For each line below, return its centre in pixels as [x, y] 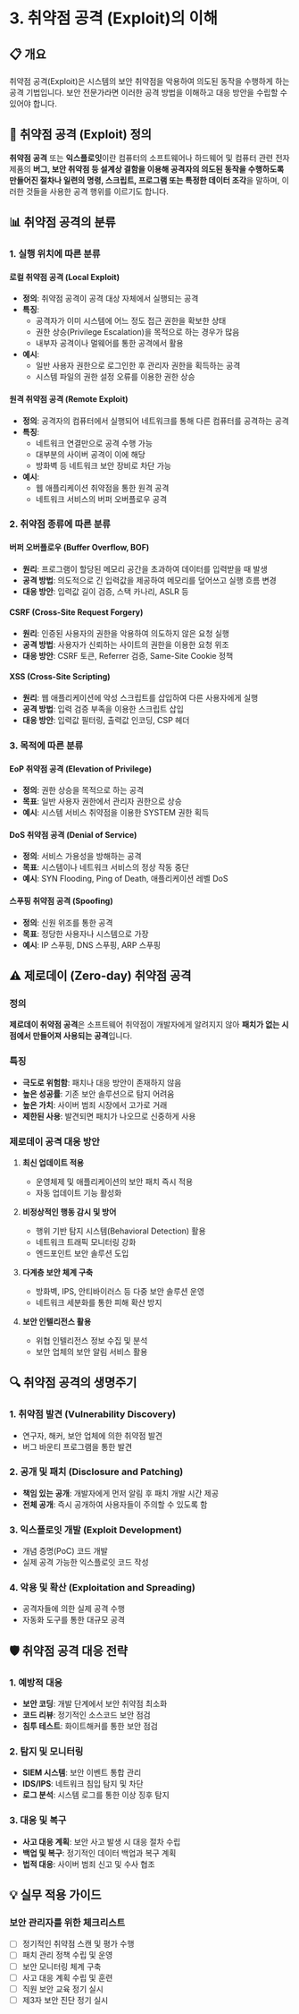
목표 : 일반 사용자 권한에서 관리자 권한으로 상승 [102, 801]
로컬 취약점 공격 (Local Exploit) [65, 277]
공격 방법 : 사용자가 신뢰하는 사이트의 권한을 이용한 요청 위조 [125, 644]
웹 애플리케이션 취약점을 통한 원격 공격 [102, 488]
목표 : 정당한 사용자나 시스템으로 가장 [85, 934]
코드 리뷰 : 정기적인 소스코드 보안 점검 [86, 1715]
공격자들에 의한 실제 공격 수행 [73, 1609]
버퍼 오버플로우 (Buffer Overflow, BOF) [79, 548]
